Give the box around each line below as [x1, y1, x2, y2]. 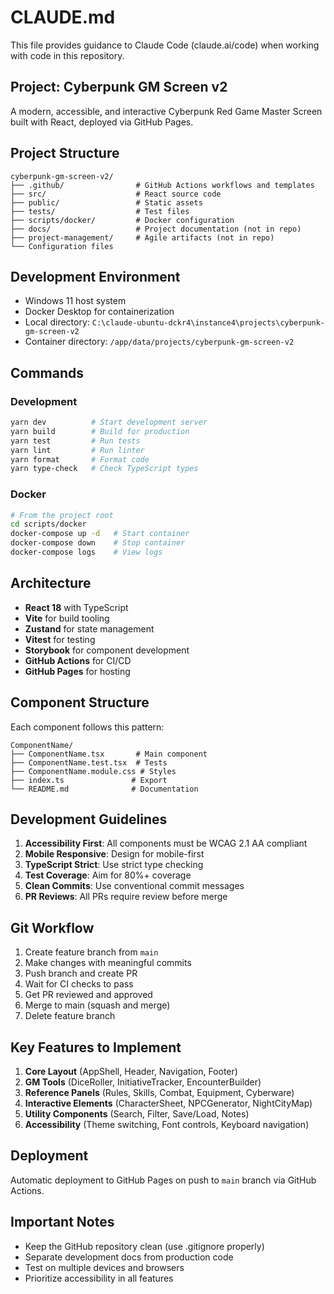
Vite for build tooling [24, 612, 110, 624]
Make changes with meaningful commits [24, 957, 192, 969]
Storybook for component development [24, 644, 190, 656]
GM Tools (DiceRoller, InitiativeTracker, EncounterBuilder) [24, 1076, 262, 1088]
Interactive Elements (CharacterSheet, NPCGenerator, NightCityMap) [24, 1097, 313, 1110]
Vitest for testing [24, 633, 96, 645]
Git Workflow [10, 919, 95, 936]
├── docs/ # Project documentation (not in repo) [10, 224, 302, 234]
